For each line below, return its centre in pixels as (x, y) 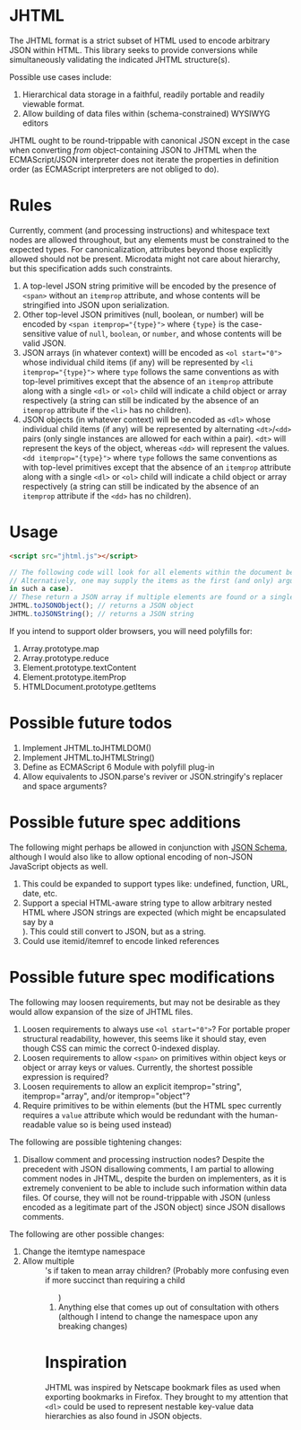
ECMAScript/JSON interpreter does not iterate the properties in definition (144, 159)
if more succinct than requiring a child (115, 1280)
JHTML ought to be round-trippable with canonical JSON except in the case (150, 140)
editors (35, 123)
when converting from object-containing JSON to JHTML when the (133, 150)
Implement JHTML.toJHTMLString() (88, 757)
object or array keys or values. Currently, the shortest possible (138, 1067)
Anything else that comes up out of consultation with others (168, 1307)
